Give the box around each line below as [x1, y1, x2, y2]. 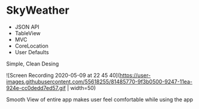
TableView [14, 29, 41, 36]
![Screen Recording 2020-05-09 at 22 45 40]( [6, 71, 120, 79]
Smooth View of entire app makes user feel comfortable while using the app [6, 96, 193, 103]
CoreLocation [14, 42, 49, 49]
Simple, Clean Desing [6, 60, 59, 67]
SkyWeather [6, 4, 70, 17]
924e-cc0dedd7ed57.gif [6, 84, 66, 91]
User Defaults [14, 48, 49, 55]
